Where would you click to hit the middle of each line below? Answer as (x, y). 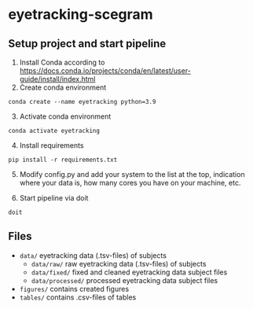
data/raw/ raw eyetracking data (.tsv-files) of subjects (119, 263)
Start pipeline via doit (54, 198)
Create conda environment (63, 87)
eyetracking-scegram (81, 15)
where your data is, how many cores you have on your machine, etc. (130, 183)
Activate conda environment (65, 116)
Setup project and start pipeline (87, 44)
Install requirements (51, 145)
